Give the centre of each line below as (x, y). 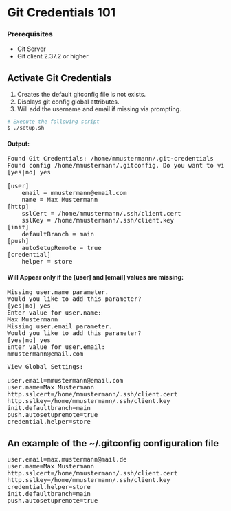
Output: (18, 144)
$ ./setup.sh (26, 128)
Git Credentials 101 (62, 13)
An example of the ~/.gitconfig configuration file (113, 443)
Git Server (31, 49)
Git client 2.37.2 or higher (53, 56)
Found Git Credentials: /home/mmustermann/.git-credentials (111, 159)
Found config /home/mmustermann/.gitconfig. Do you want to (111, 166)
